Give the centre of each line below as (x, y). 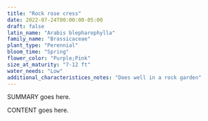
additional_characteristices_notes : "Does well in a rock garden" (104, 77)
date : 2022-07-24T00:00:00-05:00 (55, 20)
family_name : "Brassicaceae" (49, 39)
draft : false (26, 26)
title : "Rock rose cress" (44, 13)
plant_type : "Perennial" (43, 45)
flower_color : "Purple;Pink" (49, 58)
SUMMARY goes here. (39, 97)
